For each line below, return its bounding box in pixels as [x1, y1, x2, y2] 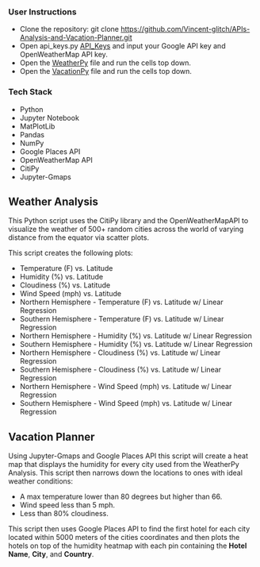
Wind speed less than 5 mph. [19, 500, 116, 510]
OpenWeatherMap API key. [19, 50, 109, 60]
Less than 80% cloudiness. [19, 509, 109, 519]
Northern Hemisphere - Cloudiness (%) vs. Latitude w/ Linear [19, 348, 221, 357]
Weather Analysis [8, 195, 99, 208]
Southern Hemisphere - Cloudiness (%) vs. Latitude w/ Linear [19, 364, 222, 375]
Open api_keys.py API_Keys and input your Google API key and [19, 41, 226, 51]
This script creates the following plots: [8, 249, 133, 258]
